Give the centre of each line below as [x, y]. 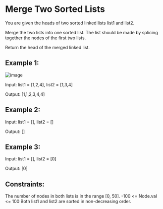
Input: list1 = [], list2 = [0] [31, 159]
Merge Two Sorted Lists [55, 9]
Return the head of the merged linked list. [48, 47]
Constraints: [25, 184]
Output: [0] [17, 169]
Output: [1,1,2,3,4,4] [25, 94]
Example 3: [23, 147]
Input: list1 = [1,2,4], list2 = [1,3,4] [39, 84]
